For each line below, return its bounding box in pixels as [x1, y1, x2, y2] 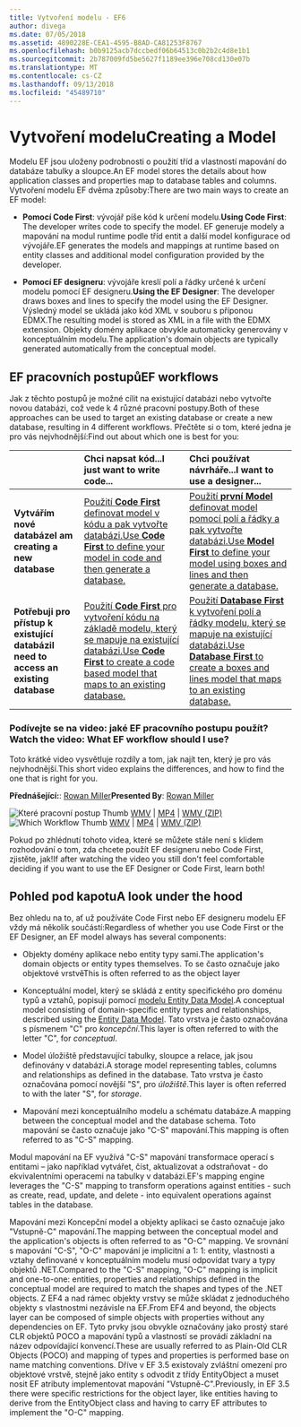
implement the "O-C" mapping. [9, 1407, 124, 1418]
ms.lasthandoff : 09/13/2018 [9, 80, 115, 89]
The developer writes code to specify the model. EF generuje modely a [21, 221, 285, 232]
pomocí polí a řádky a [189, 513, 280, 525]
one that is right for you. [9, 773, 99, 783]
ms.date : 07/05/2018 [9, 30, 87, 39]
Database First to [189, 651, 264, 663]
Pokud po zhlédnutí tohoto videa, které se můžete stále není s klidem [9, 835, 264, 845]
